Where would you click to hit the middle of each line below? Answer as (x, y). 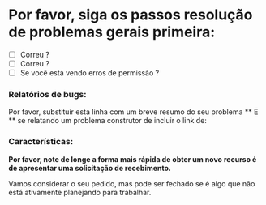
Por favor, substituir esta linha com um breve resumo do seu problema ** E (133, 112)
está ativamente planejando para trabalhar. (80, 192)
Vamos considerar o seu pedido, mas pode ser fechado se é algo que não (132, 183)
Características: (41, 142)
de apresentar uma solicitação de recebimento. (90, 168)
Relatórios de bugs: (47, 95)
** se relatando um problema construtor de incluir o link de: (107, 121)
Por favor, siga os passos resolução (131, 15)
